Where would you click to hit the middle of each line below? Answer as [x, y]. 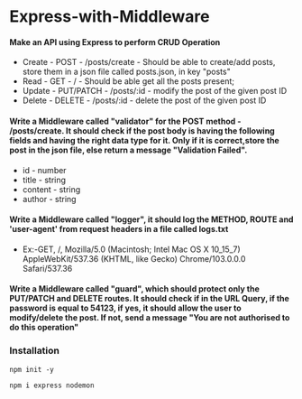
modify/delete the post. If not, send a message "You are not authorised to [150, 318]
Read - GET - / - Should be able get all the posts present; [128, 81]
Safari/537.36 [47, 268]
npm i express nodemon [52, 385]
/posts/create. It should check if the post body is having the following [142, 130]
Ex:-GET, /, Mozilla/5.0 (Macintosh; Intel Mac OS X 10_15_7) [131, 249]
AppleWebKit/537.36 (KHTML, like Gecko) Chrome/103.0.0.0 [134, 258]
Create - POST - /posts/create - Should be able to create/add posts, [149, 62]
